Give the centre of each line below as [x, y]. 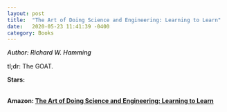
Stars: [16, 80]
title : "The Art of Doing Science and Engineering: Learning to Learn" [114, 20]
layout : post [26, 13]
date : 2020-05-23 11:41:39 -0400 [58, 26]
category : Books [30, 33]
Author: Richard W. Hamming [49, 53]
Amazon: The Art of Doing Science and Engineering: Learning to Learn [110, 101]
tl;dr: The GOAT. [30, 66]
